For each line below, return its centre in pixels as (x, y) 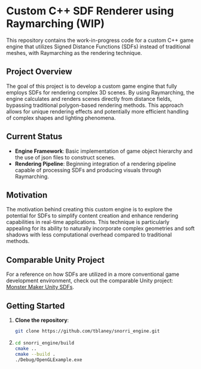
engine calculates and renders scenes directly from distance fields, (89, 99)
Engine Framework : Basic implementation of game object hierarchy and (104, 151)
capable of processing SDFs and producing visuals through (88, 170)
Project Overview (39, 72)
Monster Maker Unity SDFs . (40, 287)
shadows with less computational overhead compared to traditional (89, 235)
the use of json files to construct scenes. (65, 157)
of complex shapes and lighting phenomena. (61, 118)
